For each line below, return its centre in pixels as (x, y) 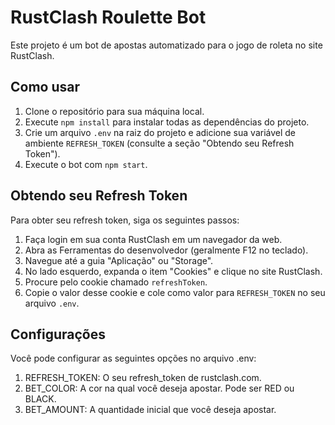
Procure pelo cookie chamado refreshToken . (116, 282)
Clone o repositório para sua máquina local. (114, 111)
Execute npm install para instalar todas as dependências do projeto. (167, 122)
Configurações (58, 334)
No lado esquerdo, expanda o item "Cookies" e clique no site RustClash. (173, 271)
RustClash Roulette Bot (108, 17)
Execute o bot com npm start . (86, 164)
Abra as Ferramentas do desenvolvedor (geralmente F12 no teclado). (166, 250)
